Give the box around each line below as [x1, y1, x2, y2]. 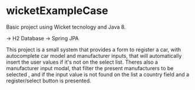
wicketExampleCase [6, 4, 108, 18]
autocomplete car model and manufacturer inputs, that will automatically [6, 52, 182, 59]
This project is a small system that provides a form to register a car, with [6, 46, 181, 53]
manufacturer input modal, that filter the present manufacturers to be [6, 64, 174, 71]
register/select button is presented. [6, 77, 91, 84]
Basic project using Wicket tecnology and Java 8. [6, 23, 126, 30]
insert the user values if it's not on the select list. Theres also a [6, 58, 158, 65]
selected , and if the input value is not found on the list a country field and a [6, 71, 190, 78]
